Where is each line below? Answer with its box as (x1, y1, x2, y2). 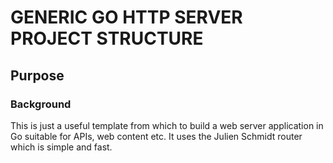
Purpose (10, 67, 65, 84)
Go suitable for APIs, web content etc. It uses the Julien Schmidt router (10, 130, 303, 142)
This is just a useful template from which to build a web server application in (10, 119, 324, 131)
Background (10, 97, 72, 111)
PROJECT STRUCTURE (10, 27, 204, 50)
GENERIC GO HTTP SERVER (10, 6, 243, 29)
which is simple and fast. (10, 141, 113, 153)
